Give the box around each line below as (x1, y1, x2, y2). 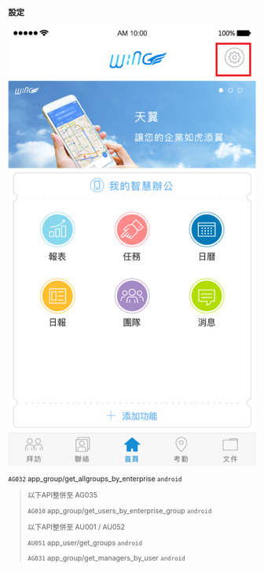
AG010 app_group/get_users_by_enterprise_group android (27, 505, 212, 515)
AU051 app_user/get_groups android (27, 538, 143, 547)
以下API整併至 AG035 (27, 490, 98, 499)
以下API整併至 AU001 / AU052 (27, 522, 126, 531)
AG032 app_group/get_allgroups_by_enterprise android (8, 474, 182, 483)
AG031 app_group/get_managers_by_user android (27, 553, 186, 562)
